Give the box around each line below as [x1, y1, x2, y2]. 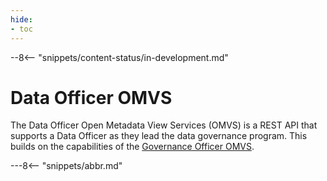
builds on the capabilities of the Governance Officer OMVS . [10, 141, 255, 153]
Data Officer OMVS [10, 86, 173, 109]
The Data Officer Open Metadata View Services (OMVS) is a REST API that [10, 119, 318, 131]
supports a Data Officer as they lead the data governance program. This [10, 130, 308, 142]
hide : [10, 14, 33, 25]
